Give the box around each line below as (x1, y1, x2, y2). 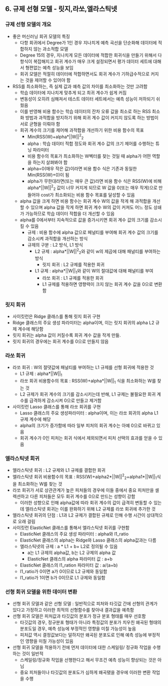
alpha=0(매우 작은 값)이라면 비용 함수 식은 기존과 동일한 (27, 165, 137, 171)
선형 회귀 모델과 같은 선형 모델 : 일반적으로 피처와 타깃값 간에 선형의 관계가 (12, 600, 158, 606)
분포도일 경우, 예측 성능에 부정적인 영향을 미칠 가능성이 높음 (19, 625, 136, 631)
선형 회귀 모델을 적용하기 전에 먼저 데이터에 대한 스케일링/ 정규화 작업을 (12, 644, 151, 650)
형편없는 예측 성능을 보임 (25, 64, 73, 70)
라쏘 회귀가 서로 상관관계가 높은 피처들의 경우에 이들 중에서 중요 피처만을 (12, 487, 154, 493)
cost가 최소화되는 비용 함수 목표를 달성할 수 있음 (40, 191, 135, 197)
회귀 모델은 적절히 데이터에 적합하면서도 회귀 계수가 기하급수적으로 (19, 70, 150, 76)
